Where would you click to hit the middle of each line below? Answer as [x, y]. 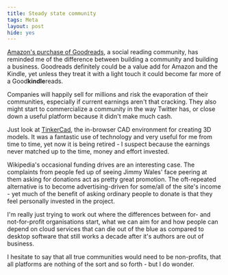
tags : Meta [23, 20]
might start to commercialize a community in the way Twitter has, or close [111, 109]
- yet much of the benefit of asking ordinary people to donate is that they [110, 194]
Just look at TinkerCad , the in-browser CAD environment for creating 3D [109, 130]
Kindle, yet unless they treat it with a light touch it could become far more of [114, 74]
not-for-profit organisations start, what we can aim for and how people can [113, 222]
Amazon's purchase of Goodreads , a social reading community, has [103, 52]
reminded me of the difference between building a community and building [113, 60]
